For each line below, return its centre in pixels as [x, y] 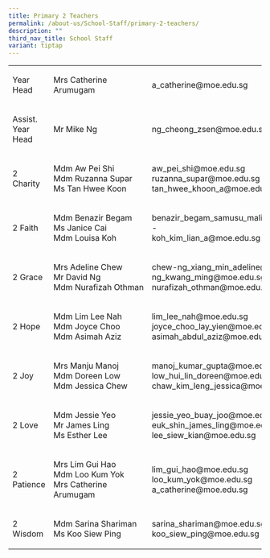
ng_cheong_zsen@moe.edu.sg [209, 130]
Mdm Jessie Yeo [85, 415]
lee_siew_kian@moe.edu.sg [204, 436]
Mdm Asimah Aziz [88, 337]
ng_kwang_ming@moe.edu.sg [209, 277]
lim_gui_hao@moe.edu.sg [200, 469]
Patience [29, 485]
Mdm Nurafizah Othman [99, 287]
